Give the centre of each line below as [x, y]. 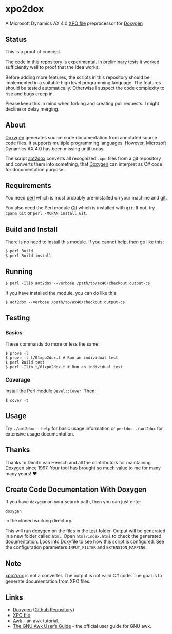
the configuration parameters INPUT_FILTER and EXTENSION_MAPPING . [76, 547]
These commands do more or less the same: [53, 344]
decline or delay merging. [32, 109]
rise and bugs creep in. [30, 94]
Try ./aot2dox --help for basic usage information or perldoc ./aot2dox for [84, 428]
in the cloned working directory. [39, 521]
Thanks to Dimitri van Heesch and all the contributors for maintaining [78, 462]
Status [16, 39]
